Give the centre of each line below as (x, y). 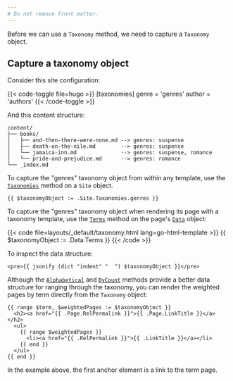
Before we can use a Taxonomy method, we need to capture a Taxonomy (108, 34)
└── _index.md (28, 165)
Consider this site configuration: (54, 80)
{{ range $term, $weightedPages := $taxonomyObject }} (89, 308)
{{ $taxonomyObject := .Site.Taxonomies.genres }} (83, 199)
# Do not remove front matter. (53, 14)
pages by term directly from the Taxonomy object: (77, 295)
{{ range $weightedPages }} (61, 332)
